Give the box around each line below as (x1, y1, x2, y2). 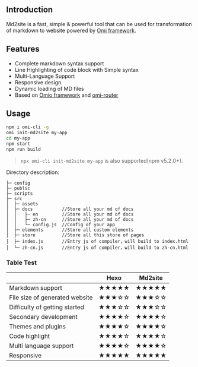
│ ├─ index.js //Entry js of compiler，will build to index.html (6, 238, 189, 244)
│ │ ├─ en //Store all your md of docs (6, 211, 134, 217)
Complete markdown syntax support (14, 59, 104, 67)
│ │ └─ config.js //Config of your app (6, 222, 116, 227)
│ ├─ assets (6, 201, 39, 207)
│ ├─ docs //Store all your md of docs (6, 206, 134, 212)
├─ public (6, 185, 31, 191)
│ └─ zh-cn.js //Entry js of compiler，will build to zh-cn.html (6, 245, 189, 251)
